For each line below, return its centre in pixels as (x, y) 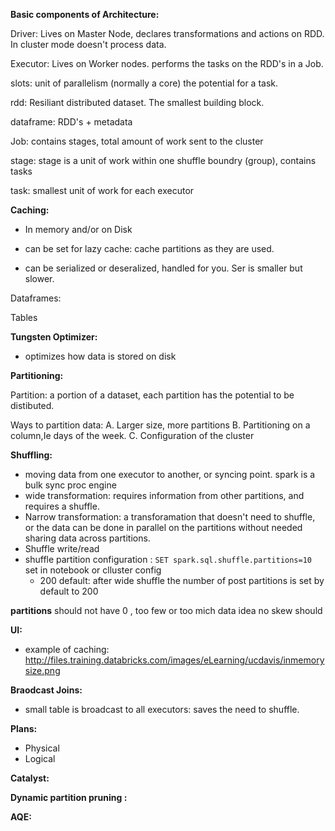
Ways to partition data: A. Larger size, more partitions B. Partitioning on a (160, 425)
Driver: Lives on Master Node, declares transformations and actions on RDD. (167, 33)
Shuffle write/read (62, 548)
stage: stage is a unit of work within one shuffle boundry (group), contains (163, 160)
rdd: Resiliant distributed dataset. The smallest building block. (137, 102)
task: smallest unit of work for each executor (102, 190)
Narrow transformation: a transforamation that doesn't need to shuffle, (170, 517)
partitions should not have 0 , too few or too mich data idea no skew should (166, 610)
